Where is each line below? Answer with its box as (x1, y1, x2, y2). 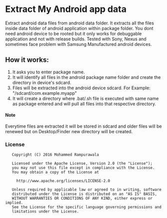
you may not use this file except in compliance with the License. (11, 166, 155, 171)
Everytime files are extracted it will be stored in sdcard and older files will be (5, 123, 162, 129)
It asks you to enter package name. (12, 69, 85, 75)
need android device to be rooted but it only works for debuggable (5, 30, 142, 36)
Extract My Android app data (5, 3, 127, 15)
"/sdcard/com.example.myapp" (12, 90, 77, 96)
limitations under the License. (11, 209, 79, 214)
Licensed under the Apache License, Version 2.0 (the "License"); (11, 161, 153, 166)
